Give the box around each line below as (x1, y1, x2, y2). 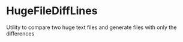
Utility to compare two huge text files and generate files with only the (6, 24, 177, 31)
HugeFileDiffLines (6, 4, 98, 18)
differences (6, 30, 35, 37)
